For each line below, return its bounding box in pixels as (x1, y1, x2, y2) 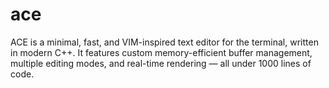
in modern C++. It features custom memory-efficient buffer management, (10, 46, 313, 58)
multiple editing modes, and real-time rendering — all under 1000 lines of (10, 57, 312, 69)
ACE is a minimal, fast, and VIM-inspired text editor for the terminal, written (10, 36, 319, 48)
